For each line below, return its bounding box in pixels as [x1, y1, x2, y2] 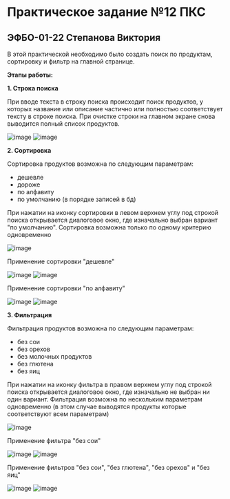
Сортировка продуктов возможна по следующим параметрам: [7, 160, 194, 168]
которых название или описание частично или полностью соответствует [7, 105, 223, 113]
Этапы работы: [7, 70, 54, 79]
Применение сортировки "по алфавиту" [7, 284, 125, 292]
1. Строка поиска [7, 84, 59, 92]
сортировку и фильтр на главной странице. [7, 57, 135, 66]
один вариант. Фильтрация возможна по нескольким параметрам [7, 395, 203, 403]
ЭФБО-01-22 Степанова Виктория [7, 32, 160, 44]
